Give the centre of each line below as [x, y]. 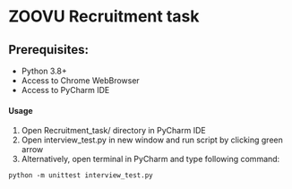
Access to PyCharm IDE [65, 90]
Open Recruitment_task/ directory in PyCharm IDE [114, 131]
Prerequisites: [48, 50]
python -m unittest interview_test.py [81, 176]
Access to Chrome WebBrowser [80, 81]
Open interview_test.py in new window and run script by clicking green [152, 140]
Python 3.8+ [44, 71]
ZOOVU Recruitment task [104, 17]
